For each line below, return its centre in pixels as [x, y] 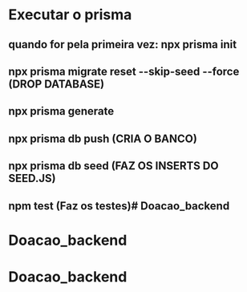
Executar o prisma [70, 15]
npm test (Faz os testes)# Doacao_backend [119, 206]
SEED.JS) [32, 178]
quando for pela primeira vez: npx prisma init [123, 45]
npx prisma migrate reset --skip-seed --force [124, 71]
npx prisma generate [61, 111]
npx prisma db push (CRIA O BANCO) [103, 138]
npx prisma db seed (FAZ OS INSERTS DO [113, 166]
